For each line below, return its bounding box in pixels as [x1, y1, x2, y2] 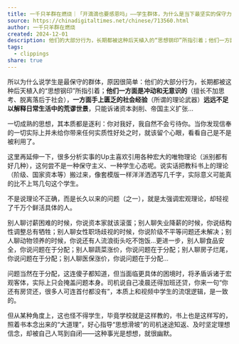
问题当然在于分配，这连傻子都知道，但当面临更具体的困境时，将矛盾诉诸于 [7, 269, 225, 278]
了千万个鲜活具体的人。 [7, 203, 76, 211]
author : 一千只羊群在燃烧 [7, 24, 76, 31]
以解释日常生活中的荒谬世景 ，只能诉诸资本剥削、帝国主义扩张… [7, 104, 194, 113]
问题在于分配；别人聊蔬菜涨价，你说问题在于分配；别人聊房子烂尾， [31, 245, 232, 253]
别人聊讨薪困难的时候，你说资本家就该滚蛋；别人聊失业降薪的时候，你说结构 [7, 218, 232, 227]
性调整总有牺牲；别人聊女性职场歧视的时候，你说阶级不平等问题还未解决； [7, 227, 225, 236]
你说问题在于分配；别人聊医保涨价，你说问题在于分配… [7, 254, 169, 263]
